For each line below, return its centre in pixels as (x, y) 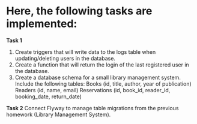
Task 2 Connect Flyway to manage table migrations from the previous (92, 108)
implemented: (42, 24)
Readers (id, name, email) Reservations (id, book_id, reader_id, (92, 90)
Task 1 (14, 40)
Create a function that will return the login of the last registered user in (102, 65)
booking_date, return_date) (48, 96)
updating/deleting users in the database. (65, 58)
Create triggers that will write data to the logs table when (85, 52)
